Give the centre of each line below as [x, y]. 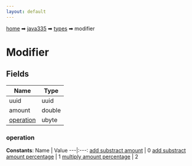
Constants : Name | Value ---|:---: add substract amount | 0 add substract [96, 150]
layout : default [26, 12]
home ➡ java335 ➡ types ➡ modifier [51, 28]
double [51, 110]
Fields [18, 74]
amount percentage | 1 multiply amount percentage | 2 [72, 157]
